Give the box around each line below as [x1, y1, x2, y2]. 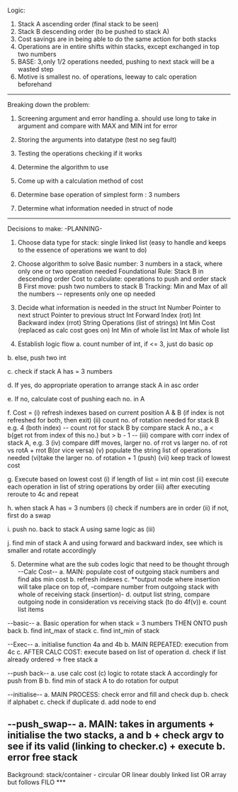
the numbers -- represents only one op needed [17, 290, 156, 298]
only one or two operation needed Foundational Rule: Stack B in [17, 267, 204, 275]
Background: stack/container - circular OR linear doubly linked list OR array [7, 770, 227, 779]
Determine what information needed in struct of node [17, 204, 174, 212]
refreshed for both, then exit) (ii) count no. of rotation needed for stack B [7, 416, 220, 424]
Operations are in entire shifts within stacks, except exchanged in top [17, 43, 220, 50]
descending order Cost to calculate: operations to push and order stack [17, 274, 227, 283]
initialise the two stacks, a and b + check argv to [7, 730, 225, 742]
